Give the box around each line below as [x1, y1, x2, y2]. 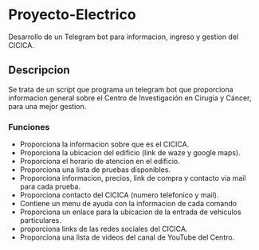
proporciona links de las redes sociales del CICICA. [19, 225, 188, 234]
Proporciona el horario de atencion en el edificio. [19, 157, 181, 166]
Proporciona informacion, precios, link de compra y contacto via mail [19, 174, 246, 183]
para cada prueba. [19, 182, 81, 192]
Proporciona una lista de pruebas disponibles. [19, 165, 171, 174]
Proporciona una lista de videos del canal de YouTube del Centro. [19, 232, 235, 242]
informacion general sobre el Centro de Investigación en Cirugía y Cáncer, [8, 93, 252, 103]
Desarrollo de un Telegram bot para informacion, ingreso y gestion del [8, 32, 239, 41]
